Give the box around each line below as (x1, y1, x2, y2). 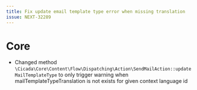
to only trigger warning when (58, 71, 129, 78)
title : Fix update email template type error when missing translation (6, 8, 185, 15)
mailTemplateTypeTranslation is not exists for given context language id (14, 78, 188, 85)
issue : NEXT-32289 (6, 14, 51, 20)
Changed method (14, 59, 57, 66)
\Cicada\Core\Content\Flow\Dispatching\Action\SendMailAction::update (14, 66, 192, 72)
